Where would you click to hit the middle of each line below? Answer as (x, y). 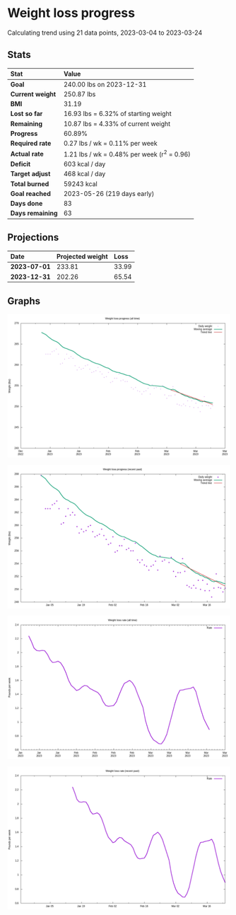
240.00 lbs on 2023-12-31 (105, 84)
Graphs (24, 301)
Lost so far (26, 114)
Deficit (20, 164)
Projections (33, 237)
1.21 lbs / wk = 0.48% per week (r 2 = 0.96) (127, 154)
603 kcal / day (84, 164)
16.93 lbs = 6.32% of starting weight (117, 114)
